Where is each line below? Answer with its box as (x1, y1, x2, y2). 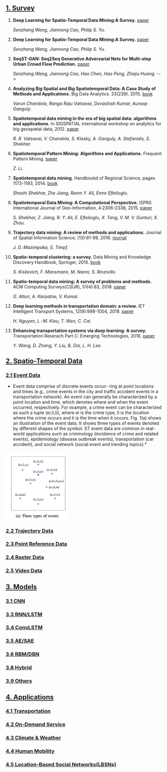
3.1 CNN (5, 598, 25, 604)
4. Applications (5, 693, 54, 701)
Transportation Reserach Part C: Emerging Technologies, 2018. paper (12, 333, 156, 339)
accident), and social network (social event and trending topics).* (12, 441, 147, 447)
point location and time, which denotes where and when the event (12, 399, 149, 405)
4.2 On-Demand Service (5, 721, 66, 728)
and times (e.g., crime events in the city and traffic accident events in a (12, 388, 159, 394)
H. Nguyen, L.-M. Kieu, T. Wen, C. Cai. (12, 318, 92, 324)
